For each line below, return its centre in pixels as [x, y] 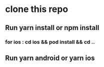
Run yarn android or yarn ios [50, 58]
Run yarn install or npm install [52, 28]
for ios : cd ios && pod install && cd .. [50, 42]
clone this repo [37, 9]
